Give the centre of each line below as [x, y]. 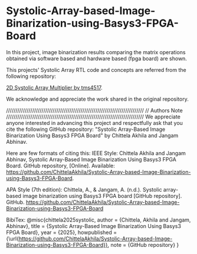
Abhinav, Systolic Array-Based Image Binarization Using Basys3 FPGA [91, 159]
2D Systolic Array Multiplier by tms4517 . [55, 87]
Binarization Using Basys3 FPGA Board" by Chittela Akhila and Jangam [92, 135]
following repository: [31, 76]
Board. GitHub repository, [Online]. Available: [60, 166]
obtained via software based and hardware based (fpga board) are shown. [97, 58]
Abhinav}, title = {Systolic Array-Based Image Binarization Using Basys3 [94, 226]
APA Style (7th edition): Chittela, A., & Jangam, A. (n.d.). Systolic [84, 189]
